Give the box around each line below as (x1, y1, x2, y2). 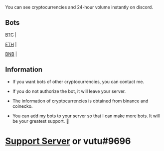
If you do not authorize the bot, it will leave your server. (12, 88, 126, 94)
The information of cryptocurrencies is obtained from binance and (12, 98, 149, 104)
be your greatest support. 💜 (12, 118, 69, 124)
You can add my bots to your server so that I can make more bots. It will (12, 113, 160, 119)
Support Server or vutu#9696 (5, 135, 131, 147)
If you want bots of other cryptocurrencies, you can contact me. (12, 78, 145, 84)
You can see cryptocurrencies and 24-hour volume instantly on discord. (5, 4, 154, 10)
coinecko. (12, 103, 33, 109)
